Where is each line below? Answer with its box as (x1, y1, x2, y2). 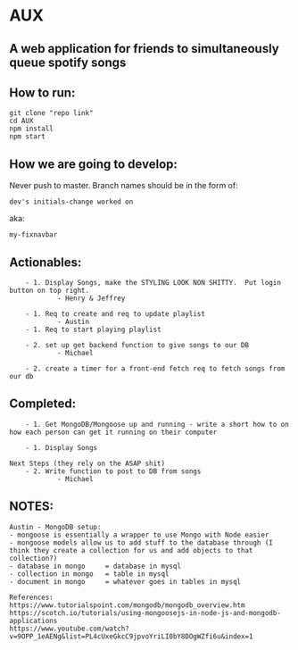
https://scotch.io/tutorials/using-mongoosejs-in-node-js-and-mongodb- (9, 608, 281, 617)
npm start (9, 132, 46, 141)
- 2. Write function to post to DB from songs (25, 466, 202, 476)
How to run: (9, 85, 76, 100)
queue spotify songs (9, 54, 127, 70)
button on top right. (9, 287, 90, 296)
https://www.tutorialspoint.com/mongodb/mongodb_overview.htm (9, 600, 245, 610)
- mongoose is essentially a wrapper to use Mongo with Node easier (9, 530, 269, 539)
